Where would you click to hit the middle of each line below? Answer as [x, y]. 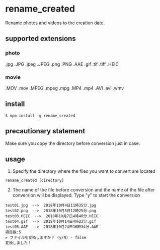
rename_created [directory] [35, 181]
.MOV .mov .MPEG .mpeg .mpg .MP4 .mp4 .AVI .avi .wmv [65, 88]
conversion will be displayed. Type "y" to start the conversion [76, 195]
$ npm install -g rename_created [40, 116]
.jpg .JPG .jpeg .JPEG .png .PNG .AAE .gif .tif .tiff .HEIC [62, 64]
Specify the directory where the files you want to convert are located [84, 171]
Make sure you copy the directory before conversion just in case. [73, 143]
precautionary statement [45, 131]
